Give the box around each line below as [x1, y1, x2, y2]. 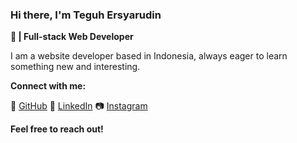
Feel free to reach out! [10, 123, 104, 135]
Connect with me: [10, 80, 87, 92]
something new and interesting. [10, 61, 141, 73]
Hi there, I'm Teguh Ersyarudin [10, 8, 162, 22]
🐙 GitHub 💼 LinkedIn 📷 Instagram [10, 100, 148, 112]
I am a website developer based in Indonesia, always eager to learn [10, 50, 288, 62]
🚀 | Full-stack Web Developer [10, 31, 134, 43]
